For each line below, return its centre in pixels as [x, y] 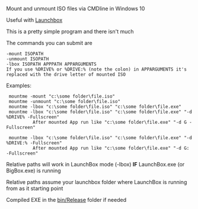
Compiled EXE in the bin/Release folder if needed [66, 200]
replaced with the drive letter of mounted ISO [66, 75]
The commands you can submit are [49, 43]
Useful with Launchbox [34, 20]
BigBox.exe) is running [33, 171]
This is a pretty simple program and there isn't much [70, 31]
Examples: [19, 86]
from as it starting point [35, 188]
